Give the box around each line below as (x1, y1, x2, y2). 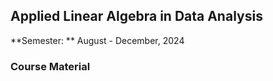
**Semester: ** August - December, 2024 (10, 34, 185, 46)
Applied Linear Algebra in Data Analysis (10, 8, 263, 25)
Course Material (10, 59, 91, 73)
